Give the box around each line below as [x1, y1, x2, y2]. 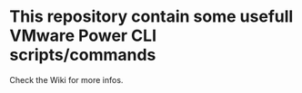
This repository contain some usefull [9, 6, 294, 27]
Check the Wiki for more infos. [9, 74, 124, 85]
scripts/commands [9, 45, 156, 65]
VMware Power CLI [9, 25, 157, 46]
